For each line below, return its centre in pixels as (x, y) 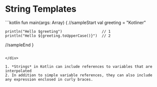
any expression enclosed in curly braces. (49, 79)
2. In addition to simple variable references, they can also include (79, 75)
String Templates (41, 9)
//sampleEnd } (19, 44)
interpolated (18, 71)
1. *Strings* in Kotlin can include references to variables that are (79, 66)
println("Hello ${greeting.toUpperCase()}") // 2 (58, 36)
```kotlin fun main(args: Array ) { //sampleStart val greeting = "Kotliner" (76, 22)
